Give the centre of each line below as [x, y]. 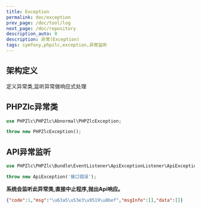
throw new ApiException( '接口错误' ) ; [51, 177]
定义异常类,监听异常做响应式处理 [46, 86]
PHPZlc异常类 [32, 107]
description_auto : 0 [32, 34]
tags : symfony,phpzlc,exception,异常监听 [57, 45]
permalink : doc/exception [38, 17]
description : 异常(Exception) [43, 39]
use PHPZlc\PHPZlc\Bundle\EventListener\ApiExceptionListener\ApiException [103, 166]
